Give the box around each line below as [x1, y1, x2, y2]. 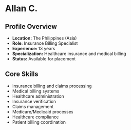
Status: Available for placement [12, 56, 76, 61]
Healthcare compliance [12, 114, 59, 120]
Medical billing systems [12, 88, 59, 94]
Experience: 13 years [12, 46, 56, 51]
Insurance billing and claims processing [12, 83, 92, 89]
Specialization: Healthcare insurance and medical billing [12, 51, 127, 56]
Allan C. [5, 3, 38, 14]
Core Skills [5, 70, 38, 78]
